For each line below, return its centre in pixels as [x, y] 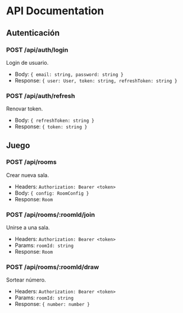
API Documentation [55, 11]
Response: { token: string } [51, 127]
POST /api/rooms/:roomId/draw [53, 267]
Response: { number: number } [52, 304]
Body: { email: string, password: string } [69, 74]
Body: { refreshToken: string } [54, 121]
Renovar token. [25, 109]
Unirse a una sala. [28, 227]
